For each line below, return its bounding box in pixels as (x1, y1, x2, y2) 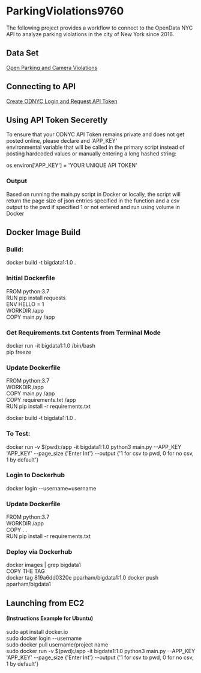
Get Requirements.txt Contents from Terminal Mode (6, 328, 161, 337)
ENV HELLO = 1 (6, 300, 44, 308)
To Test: (6, 430, 31, 438)
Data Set (6, 48, 39, 58)
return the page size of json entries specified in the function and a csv (6, 197, 180, 204)
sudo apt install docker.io (6, 628, 68, 636)
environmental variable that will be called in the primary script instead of (6, 143, 185, 151)
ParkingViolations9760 (6, 4, 124, 18)
